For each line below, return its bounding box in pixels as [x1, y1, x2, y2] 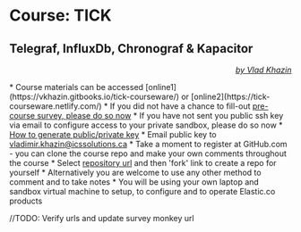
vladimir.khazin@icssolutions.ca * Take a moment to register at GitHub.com [9, 139, 288, 149]
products [9, 195, 43, 206]
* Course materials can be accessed [9, 82, 144, 92]
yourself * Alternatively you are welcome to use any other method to [9, 167, 262, 178]
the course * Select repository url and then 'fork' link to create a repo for [9, 158, 277, 168]
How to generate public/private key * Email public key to [9, 129, 217, 139]
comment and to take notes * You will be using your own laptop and [9, 177, 260, 187]
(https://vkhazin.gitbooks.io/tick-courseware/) [9, 91, 180, 102]
